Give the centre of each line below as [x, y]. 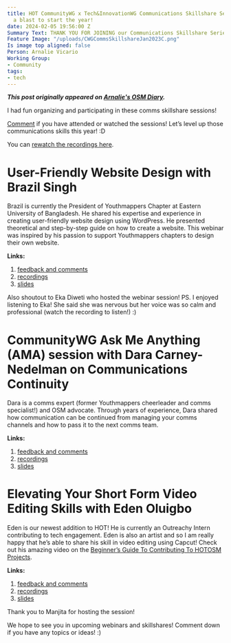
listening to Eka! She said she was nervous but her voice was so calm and [112, 305]
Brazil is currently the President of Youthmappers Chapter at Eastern [104, 206]
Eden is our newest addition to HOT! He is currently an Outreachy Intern [109, 528]
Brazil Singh [42, 187]
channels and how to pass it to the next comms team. [83, 425]
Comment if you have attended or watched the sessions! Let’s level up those [115, 124]
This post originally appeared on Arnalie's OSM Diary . [86, 97]
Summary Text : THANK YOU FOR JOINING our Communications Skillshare [107, 33]
